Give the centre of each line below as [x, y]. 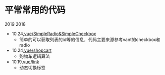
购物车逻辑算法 [34, 56]
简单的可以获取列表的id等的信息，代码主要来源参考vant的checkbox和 [90, 39]
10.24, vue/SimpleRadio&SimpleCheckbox [54, 34]
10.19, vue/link [25, 62]
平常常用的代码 [35, 10]
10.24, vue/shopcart [31, 50]
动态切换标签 [32, 68]
